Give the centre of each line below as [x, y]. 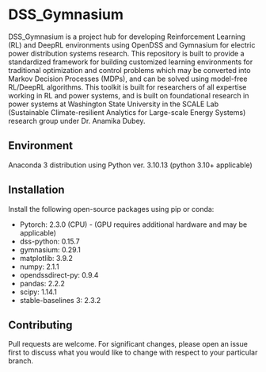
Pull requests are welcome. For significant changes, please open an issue [128, 344]
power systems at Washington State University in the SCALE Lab [114, 104]
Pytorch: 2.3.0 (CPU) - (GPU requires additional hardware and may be [133, 224]
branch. [21, 361]
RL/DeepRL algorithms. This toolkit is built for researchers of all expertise [127, 87]
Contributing [40, 325]
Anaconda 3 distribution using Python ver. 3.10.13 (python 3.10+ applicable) [131, 165]
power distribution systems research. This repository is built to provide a [126, 53]
